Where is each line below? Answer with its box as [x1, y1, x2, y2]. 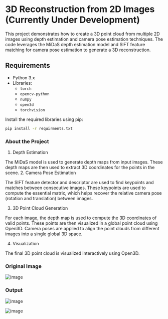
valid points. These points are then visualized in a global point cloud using [5, 220, 158, 226]
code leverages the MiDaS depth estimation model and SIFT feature [5, 41, 145, 47]
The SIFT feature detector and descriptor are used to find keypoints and [5, 179, 154, 185]
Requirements [5, 61, 50, 70]
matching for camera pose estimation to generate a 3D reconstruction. [5, 47, 151, 53]
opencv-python [20, 91, 50, 96]
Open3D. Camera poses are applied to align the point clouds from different [5, 225, 159, 231]
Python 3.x [12, 74, 35, 81]
